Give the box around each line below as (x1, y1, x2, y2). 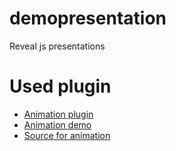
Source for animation (23, 129, 111, 141)
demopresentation (9, 7, 167, 30)
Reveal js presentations (9, 40, 106, 52)
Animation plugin (23, 108, 94, 120)
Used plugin (9, 75, 112, 98)
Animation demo (23, 118, 92, 131)
